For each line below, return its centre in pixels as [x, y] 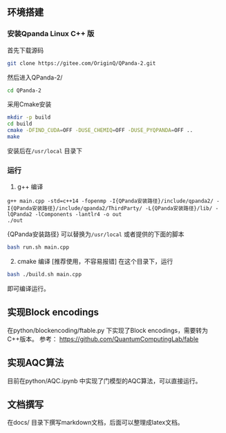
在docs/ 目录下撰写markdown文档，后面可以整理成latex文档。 [95, 423]
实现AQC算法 [36, 363]
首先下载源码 [25, 50]
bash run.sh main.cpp [38, 247]
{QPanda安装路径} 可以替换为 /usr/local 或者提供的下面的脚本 [96, 234]
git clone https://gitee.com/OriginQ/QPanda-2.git [82, 63]
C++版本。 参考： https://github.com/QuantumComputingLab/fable [103, 339]
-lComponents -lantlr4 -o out [78, 215]
